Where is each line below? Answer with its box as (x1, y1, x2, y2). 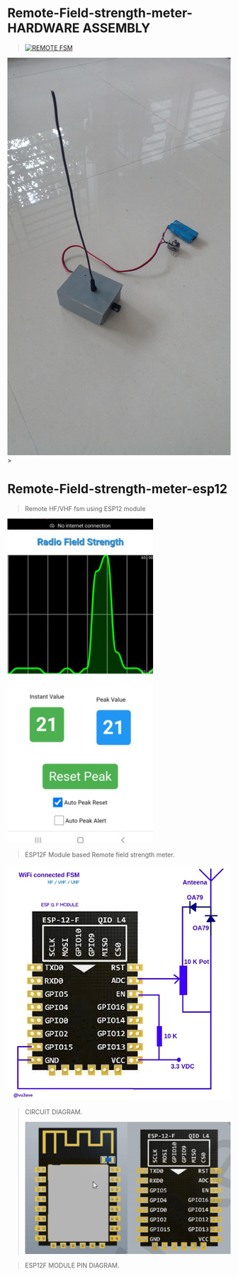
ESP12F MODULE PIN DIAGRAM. (24, 1261, 120, 1270)
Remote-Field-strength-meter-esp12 (7, 481, 228, 497)
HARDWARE (7, 20, 80, 36)
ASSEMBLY (82, 20, 151, 36)
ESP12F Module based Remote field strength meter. (24, 850, 175, 859)
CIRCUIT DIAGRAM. (24, 1107, 83, 1116)
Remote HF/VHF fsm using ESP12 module (24, 504, 146, 512)
